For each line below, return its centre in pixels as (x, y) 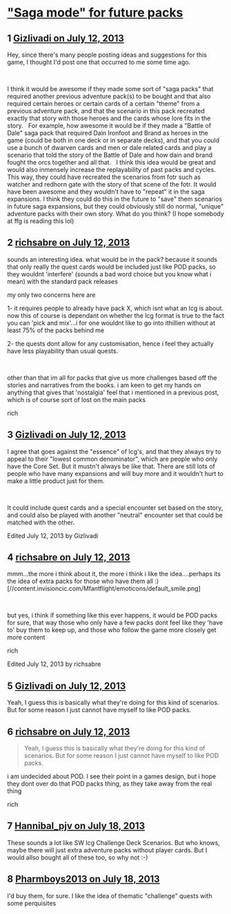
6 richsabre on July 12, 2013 (69, 731)
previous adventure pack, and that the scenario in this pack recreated (106, 111)
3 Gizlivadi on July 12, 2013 (67, 435)
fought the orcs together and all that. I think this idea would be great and (111, 162)
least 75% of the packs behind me (56, 330)
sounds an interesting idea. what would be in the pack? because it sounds (112, 259)
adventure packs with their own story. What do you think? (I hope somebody (115, 213)
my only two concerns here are (51, 294)
